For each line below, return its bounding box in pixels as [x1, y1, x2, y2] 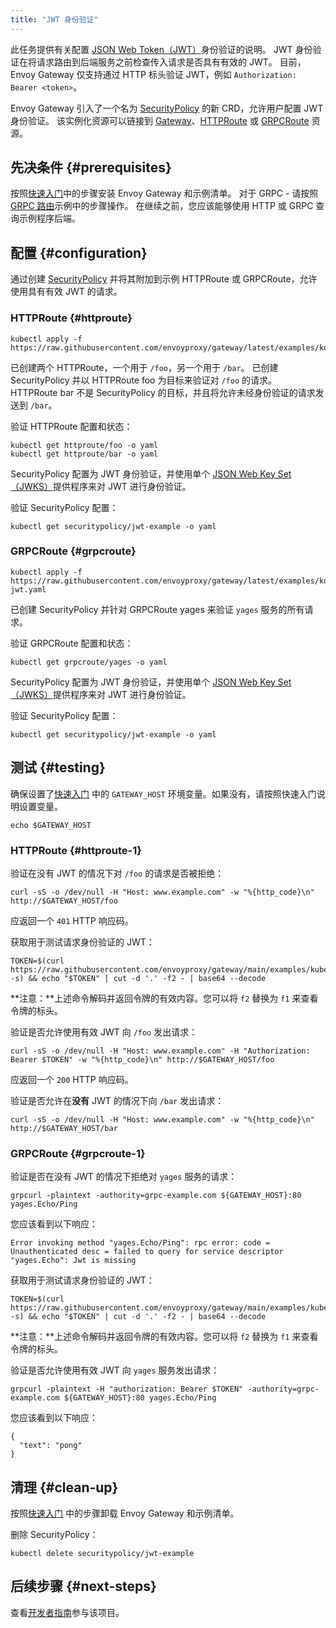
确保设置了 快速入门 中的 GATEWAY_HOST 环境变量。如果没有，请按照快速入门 [10, 787, 317, 800]
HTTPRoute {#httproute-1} [10, 843, 142, 857]
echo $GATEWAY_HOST [10, 820, 92, 830]
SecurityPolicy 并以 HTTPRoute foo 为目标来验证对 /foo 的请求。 [10, 374, 277, 386]
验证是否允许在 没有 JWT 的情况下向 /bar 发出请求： [10, 1094, 225, 1106]
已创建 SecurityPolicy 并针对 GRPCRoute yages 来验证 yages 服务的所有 [10, 603, 305, 615]
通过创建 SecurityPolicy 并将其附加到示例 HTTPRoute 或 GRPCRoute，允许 [10, 273, 318, 285]
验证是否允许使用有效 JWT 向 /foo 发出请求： [10, 1026, 198, 1038]
